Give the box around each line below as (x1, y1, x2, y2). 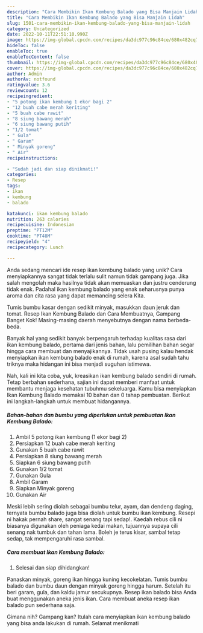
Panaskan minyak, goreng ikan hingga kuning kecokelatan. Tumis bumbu (7, 576, 188, 583)
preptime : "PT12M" (7, 227, 53, 233)
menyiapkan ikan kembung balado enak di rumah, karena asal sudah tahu (7, 354, 189, 361)
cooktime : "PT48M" (7, 233, 53, 239)
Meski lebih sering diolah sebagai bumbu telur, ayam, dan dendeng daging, (7, 502, 193, 510)
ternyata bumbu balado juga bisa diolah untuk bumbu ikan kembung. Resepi (7, 509, 195, 516)
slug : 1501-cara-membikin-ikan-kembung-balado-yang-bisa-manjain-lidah (7, 20, 190, 26)
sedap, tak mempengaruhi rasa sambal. (7, 534, 105, 542)
